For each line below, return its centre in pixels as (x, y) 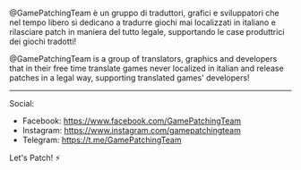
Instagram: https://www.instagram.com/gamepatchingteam (132, 130)
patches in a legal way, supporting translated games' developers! (129, 78)
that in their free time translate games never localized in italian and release (146, 68)
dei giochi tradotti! (43, 41)
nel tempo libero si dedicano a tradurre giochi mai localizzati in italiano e (142, 22)
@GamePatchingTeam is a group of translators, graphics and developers (143, 59)
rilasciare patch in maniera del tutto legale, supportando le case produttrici (147, 32)
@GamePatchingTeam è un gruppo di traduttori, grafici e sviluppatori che (144, 13)
